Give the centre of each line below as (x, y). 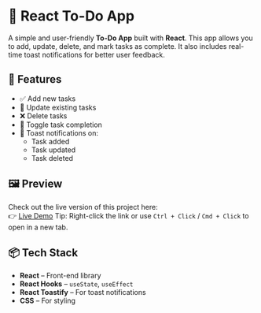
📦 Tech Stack (43, 253)
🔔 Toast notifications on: (59, 132)
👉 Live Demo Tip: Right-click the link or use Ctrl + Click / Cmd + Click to (129, 215)
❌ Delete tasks (43, 116)
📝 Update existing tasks (58, 107)
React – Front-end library (60, 276)
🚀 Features (35, 79)
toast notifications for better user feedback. (94, 54)
